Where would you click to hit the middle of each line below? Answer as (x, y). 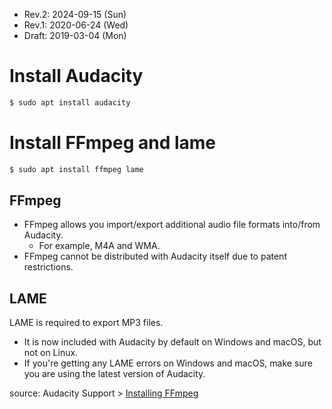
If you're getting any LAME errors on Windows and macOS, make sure (168, 363)
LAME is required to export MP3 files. (86, 323)
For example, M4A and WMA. (99, 246)
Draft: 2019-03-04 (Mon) (75, 35)
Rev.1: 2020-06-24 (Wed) (76, 25)
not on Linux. (51, 353)
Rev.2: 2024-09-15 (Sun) (75, 14)
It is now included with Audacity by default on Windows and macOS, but (172, 342)
